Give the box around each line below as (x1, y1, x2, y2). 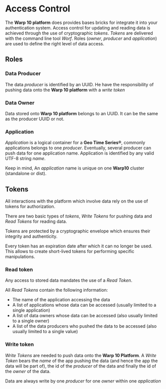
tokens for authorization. (5, 203, 56, 209)
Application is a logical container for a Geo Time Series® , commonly (5, 140, 146, 146)
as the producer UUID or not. (5, 116, 65, 122)
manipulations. (5, 254, 35, 260)
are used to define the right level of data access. (5, 40, 104, 46)
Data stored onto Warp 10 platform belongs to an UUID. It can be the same (5, 110, 158, 116)
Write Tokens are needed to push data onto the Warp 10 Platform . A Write (5, 352, 157, 358)
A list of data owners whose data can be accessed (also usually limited (12, 313, 158, 319)
